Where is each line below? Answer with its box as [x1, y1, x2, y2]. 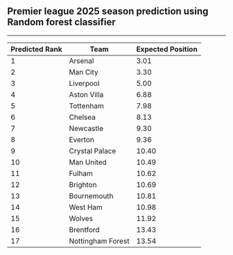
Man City [69, 67, 98, 77]
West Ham [69, 202, 103, 212]
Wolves [69, 213, 94, 223]
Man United [69, 157, 107, 167]
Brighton [69, 179, 97, 189]
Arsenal [69, 55, 94, 65]
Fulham [69, 168, 94, 178]
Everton [69, 134, 95, 144]
